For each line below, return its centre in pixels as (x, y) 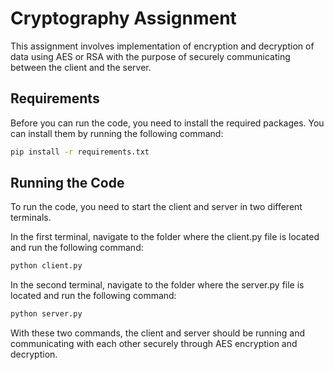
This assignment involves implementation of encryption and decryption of (162, 46)
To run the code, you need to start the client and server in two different (156, 207)
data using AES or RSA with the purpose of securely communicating (150, 56)
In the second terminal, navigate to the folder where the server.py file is (157, 285)
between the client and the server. (81, 67)
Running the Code (67, 183)
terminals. (31, 218)
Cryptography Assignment (123, 18)
